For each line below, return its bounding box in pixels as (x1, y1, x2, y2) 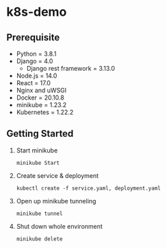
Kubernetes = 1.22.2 (16, 108, 74, 116)
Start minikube (16, 146, 58, 155)
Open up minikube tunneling (16, 196, 97, 205)
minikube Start (16, 159, 60, 166)
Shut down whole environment (16, 222, 103, 230)
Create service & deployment (16, 171, 99, 179)
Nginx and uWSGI (16, 87, 67, 94)
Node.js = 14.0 (16, 71, 57, 80)
